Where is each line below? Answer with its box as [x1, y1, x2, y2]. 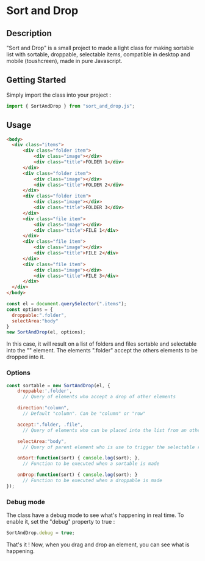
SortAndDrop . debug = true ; [6, 530, 75, 536]
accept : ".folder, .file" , [17, 422, 84, 428]
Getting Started [6, 75, 67, 86]
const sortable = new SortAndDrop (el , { [6, 382, 111, 388]
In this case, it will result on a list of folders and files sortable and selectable [6, 340, 197, 347]
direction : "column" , [17, 405, 70, 411]
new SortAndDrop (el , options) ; [6, 329, 86, 335]
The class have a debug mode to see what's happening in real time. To [6, 511, 184, 519]
